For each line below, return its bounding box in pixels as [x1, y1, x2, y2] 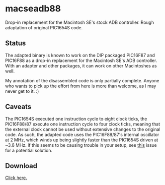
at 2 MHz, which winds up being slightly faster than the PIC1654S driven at [5, 137, 158, 143]
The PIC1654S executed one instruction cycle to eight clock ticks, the [5, 116, 148, 122]
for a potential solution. [5, 147, 53, 153]
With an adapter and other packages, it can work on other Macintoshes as [5, 62, 157, 68]
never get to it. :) [5, 88, 39, 94]
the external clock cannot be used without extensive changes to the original [5, 126, 161, 132]
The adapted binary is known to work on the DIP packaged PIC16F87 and [5, 52, 155, 58]
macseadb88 [5, 3, 61, 14]
